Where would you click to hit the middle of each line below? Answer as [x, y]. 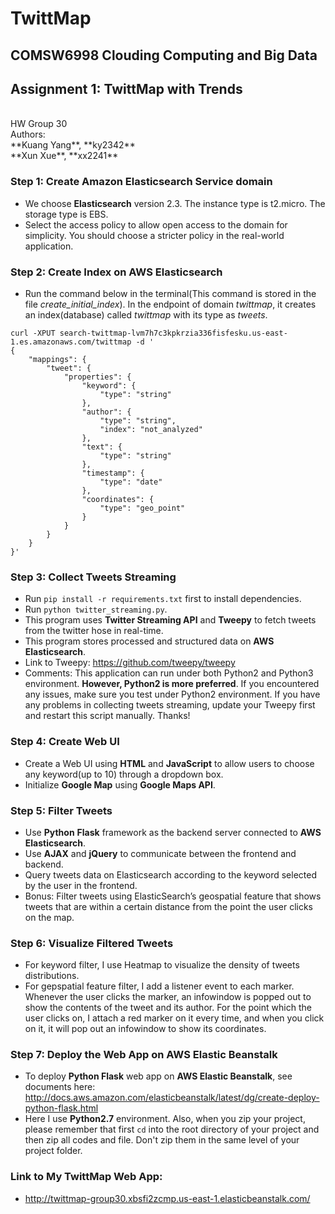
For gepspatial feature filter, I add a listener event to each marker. [159, 986]
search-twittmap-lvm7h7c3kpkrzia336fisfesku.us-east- [173, 333]
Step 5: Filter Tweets [61, 810]
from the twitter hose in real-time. [94, 631]
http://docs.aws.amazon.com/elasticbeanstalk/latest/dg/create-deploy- [172, 1098]
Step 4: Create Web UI [65, 742]
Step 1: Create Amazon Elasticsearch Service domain [141, 182]
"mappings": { [57, 359]
